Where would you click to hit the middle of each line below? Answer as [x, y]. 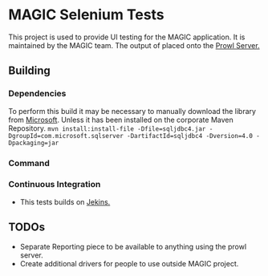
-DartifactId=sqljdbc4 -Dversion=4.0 [190, 136]
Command [29, 163]
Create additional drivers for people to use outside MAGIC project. [129, 263]
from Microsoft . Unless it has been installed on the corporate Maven [121, 120]
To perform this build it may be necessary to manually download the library [132, 111]
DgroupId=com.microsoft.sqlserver [66, 136]
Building [29, 71]
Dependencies [37, 94]
